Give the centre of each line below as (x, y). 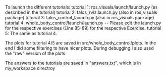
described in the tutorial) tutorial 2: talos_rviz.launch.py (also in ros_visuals (81, 12)
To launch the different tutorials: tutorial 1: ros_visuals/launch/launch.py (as (81, 7)
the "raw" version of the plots (35, 53)
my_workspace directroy (30, 68)
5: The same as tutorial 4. (31, 33)
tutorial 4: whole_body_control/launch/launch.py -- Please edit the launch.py (83, 23)
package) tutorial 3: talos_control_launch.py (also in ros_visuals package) (80, 18)
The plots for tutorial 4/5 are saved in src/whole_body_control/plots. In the (81, 43)
